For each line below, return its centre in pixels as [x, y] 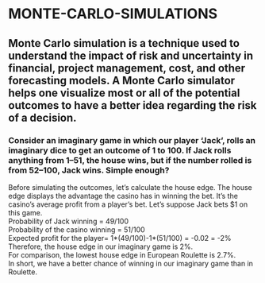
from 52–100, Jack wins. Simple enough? [89, 170]
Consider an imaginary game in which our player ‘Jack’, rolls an [132, 140]
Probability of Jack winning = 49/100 [69, 221]
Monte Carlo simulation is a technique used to [124, 43]
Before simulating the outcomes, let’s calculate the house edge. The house [130, 187]
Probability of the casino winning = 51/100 [77, 229]
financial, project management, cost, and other [127, 68]
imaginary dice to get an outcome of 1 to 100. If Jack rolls [120, 150]
